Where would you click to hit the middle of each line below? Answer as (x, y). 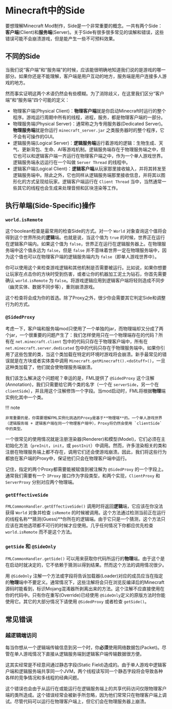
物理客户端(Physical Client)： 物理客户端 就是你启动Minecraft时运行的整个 (89, 110)
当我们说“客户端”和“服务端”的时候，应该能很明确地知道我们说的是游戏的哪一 (85, 69)
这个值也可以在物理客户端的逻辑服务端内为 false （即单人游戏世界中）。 (84, 257)
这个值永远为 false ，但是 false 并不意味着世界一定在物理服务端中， (90, 250)
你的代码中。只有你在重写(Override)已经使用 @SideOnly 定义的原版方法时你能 (85, 595)
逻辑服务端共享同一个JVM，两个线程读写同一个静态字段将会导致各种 (91, 671)
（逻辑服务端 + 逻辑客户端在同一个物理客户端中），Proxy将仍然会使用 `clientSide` (84, 423)
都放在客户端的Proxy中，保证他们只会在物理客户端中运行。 (67, 458)
